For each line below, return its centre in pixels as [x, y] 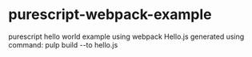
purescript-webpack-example [110, 15]
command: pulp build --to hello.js [63, 44]
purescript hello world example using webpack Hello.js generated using [126, 36]
